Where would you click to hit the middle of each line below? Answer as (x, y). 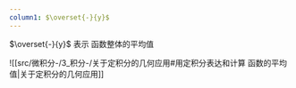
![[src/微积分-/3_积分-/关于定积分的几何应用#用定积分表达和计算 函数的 (140, 62)
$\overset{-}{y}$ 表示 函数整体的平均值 (82, 44)
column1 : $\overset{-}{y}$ (59, 17)
